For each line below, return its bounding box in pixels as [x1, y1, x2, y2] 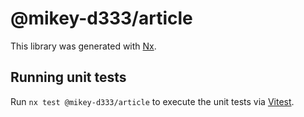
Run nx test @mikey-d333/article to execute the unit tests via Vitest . [10, 95, 295, 107]
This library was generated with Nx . [10, 40, 157, 52]
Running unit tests [10, 69, 127, 86]
